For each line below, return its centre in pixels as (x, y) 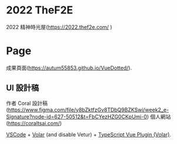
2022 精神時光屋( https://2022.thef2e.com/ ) (59, 27)
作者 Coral (18, 103)
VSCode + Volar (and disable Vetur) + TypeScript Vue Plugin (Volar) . (89, 134)
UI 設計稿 (23, 88)
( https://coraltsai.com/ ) (34, 123)
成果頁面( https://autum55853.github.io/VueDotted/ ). (69, 68)
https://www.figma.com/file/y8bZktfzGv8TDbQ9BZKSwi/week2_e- (88, 110)
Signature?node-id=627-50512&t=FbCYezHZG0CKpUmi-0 (77, 117)
